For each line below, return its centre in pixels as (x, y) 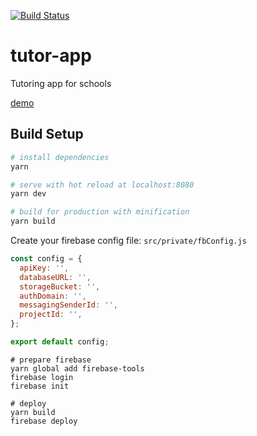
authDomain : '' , (53, 296)
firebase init (40, 386)
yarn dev (28, 194)
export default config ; (60, 342)
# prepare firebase (51, 360)
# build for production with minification (100, 212)
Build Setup (47, 134)
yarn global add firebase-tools (77, 368)
